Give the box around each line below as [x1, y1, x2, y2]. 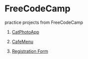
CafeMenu [11, 38, 34, 45]
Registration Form [11, 48, 48, 54]
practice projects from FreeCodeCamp [4, 19, 84, 25]
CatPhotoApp [11, 29, 40, 35]
